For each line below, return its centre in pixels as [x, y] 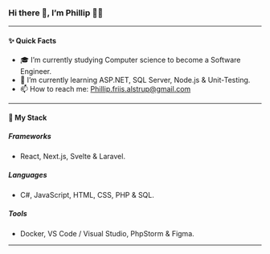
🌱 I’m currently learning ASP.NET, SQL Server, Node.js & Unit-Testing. [135, 80]
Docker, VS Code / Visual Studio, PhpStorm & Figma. [107, 234]
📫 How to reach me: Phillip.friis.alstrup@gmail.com [105, 88]
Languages [28, 174]
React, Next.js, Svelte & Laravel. [73, 157]
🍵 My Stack [28, 118]
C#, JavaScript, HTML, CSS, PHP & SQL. [87, 195]
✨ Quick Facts [33, 40]
